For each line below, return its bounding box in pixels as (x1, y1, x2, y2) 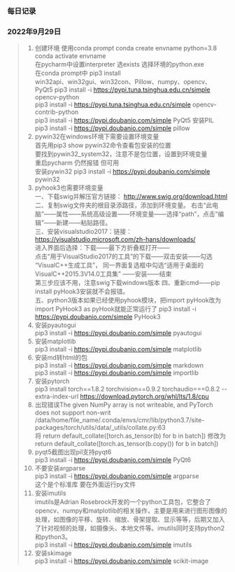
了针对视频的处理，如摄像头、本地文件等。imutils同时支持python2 (34, 524, 225, 533)
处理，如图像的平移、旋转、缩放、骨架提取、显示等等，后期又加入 (34, 515, 225, 524)
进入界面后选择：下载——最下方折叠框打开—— (34, 244, 170, 252)
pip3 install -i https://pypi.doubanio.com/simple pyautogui (34, 329, 202, 337)
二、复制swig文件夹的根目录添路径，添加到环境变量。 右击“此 (34, 201, 213, 209)
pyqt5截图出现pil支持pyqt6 (34, 448, 112, 456)
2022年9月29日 (7, 27, 62, 36)
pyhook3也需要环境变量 (34, 183, 104, 192)
